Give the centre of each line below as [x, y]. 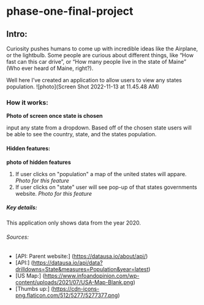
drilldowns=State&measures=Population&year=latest [82, 269]
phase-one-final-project [70, 11]
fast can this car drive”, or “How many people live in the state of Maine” [96, 62]
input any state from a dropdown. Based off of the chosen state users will [99, 128]
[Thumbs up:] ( [34, 288]
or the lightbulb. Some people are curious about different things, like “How [100, 55]
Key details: [22, 207]
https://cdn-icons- [76, 288]
